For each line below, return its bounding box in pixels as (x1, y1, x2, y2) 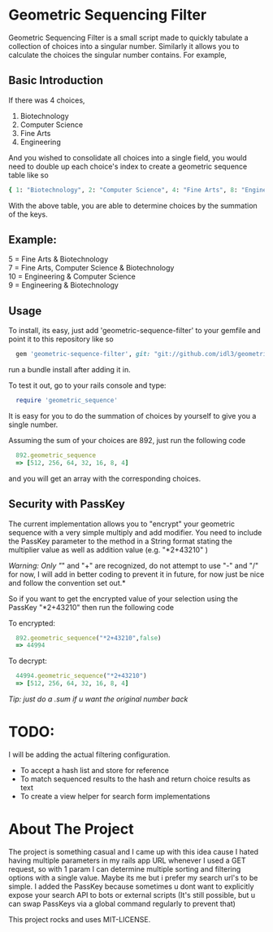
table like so (8, 169, 49, 180)
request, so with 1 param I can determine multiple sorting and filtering (8, 864, 241, 873)
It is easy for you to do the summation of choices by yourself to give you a (8, 411, 257, 420)
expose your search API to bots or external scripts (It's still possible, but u (8, 890, 256, 899)
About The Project (8, 820, 134, 838)
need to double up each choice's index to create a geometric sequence (8, 161, 248, 171)
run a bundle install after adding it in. (8, 365, 132, 375)
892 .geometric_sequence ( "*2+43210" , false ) (15, 634, 162, 642)
